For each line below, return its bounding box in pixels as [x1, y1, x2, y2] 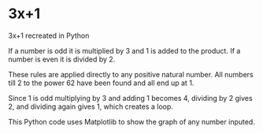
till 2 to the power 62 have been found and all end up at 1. [8, 78, 194, 87]
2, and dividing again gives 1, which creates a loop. [8, 102, 173, 111]
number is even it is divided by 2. [8, 54, 116, 64]
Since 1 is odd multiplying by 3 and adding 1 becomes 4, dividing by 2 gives [8, 93, 254, 102]
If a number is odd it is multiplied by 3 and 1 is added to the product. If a [8, 46, 241, 55]
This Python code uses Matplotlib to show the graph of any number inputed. [8, 117, 256, 126]
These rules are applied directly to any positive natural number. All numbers [8, 69, 254, 79]
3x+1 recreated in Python [8, 31, 90, 40]
